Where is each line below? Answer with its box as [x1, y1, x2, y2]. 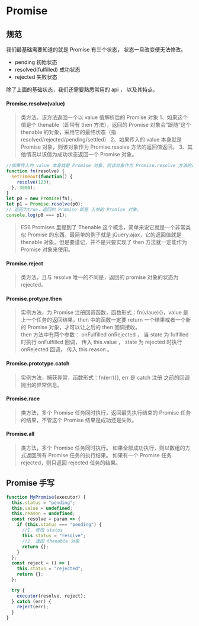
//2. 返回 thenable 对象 [21, 538, 80, 544]
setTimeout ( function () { [11, 174, 73, 179]
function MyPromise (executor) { [6, 494, 86, 500]
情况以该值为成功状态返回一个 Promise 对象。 [25, 151, 137, 158]
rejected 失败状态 [14, 73, 57, 81]
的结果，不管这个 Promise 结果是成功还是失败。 [20, 416, 137, 423]
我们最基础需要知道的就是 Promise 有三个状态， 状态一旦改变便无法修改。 [6, 46, 187, 53]
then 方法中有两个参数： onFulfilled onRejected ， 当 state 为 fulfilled [20, 331, 189, 338]
